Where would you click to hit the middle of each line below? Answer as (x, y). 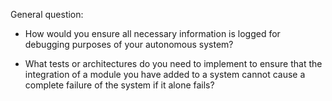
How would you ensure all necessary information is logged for (152, 33)
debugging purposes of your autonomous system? (129, 44)
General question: (47, 14)
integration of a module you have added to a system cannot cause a (165, 74)
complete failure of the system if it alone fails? (119, 85)
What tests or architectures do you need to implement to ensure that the (173, 63)
